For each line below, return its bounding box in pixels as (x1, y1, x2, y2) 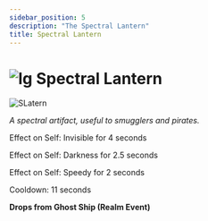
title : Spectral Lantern (9, 30, 102, 38)
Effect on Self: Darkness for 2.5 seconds (9, 149, 159, 161)
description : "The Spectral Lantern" (9, 21, 150, 30)
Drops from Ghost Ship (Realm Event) (9, 202, 151, 213)
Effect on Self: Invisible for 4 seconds (9, 132, 147, 143)
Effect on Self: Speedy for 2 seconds (9, 167, 146, 178)
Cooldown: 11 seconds (9, 184, 92, 195)
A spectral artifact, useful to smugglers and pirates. (9, 115, 200, 126)
